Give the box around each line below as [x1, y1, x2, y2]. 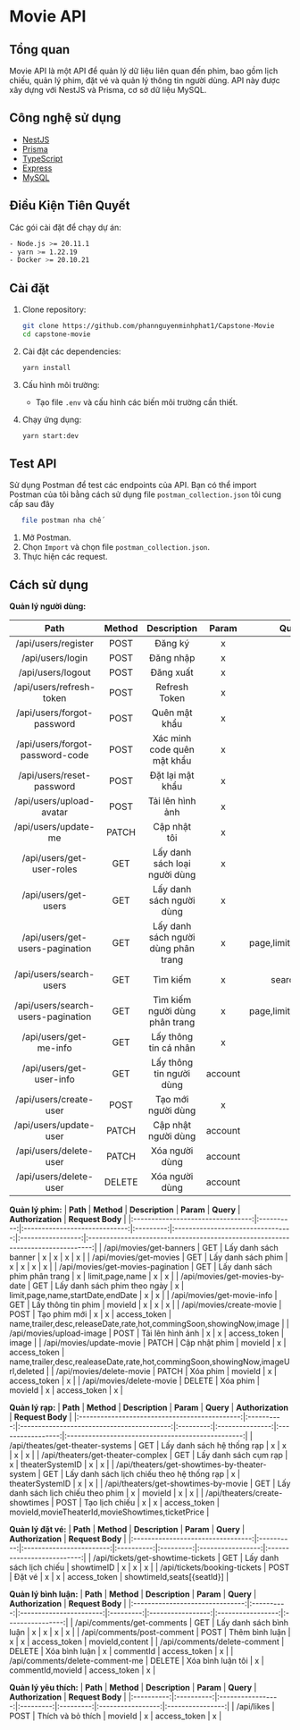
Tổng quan [9, 42, 71, 57]
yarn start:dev [21, 431, 79, 440]
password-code [21, 749, 89, 762]
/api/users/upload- [14, 795, 96, 807]
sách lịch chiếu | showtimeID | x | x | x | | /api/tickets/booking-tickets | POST [9, 1562, 290, 1573]
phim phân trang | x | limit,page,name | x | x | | [9, 1271, 179, 1282]
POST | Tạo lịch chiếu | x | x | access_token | [55, 1498, 221, 1508]
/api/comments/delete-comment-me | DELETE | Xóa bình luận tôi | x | [9, 1656, 265, 1667]
